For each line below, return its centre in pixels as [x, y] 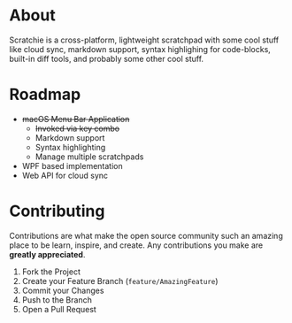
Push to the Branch [57, 300]
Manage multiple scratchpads [89, 157]
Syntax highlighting [70, 147]
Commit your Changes [63, 290]
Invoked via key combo [77, 128]
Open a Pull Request [59, 309]
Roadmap [45, 95]
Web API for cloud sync [65, 175]
